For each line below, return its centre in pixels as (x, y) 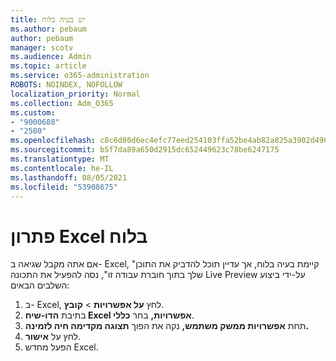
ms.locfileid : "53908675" (64, 187)
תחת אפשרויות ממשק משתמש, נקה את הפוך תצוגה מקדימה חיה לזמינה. (167, 326)
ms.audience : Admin (51, 57)
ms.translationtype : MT (60, 159)
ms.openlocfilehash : (53, 141)
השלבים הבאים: (40, 285)
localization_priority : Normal (75, 94)
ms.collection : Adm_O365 (62, 103)
